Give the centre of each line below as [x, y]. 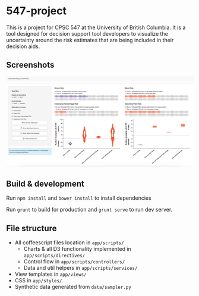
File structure [31, 228]
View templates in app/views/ [50, 274]
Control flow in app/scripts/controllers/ [74, 261]
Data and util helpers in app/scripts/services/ [80, 267]
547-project [37, 11]
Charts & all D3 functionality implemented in [78, 248]
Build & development [45, 183]
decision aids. [23, 46]
